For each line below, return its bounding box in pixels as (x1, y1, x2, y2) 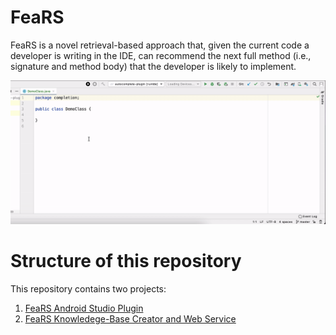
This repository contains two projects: (10, 282, 167, 295)
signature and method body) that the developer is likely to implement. (10, 60, 297, 72)
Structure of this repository (10, 249, 242, 272)
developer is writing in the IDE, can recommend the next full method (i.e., (10, 49, 312, 61)
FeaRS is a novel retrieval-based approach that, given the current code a (10, 39, 310, 51)
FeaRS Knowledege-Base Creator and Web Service (24, 312, 237, 325)
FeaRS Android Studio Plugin (24, 302, 144, 314)
